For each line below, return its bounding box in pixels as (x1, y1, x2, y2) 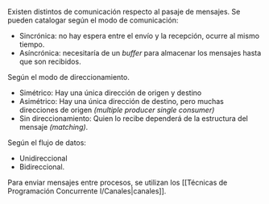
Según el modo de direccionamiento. (7, 73, 130, 81)
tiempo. (19, 40, 45, 49)
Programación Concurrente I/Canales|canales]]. (7, 186, 167, 196)
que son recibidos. (19, 56, 81, 66)
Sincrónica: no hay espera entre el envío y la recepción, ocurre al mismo (19, 31, 259, 40)
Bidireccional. (19, 162, 65, 172)
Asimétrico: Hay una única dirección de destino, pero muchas (19, 97, 225, 106)
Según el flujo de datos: (7, 138, 86, 148)
